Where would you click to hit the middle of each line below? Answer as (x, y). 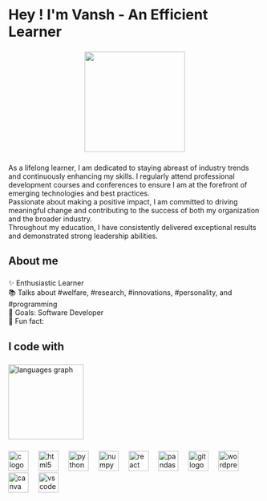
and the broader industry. (50, 219)
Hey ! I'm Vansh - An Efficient (108, 15)
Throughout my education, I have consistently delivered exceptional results (132, 228)
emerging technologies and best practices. (79, 193)
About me (33, 261)
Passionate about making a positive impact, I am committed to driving (123, 202)
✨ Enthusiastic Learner (46, 283)
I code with (36, 346)
